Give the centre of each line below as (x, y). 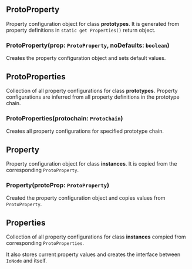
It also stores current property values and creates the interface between (93, 254)
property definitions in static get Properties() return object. (81, 30)
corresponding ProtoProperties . (45, 243)
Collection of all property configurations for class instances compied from (96, 237)
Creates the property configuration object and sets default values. (86, 58)
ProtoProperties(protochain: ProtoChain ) (65, 118)
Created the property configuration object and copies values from (86, 198)
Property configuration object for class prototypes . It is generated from (93, 23)
